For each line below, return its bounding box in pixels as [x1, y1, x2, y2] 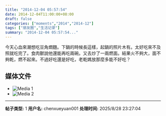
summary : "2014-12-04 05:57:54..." [5, 30, 79, 35]
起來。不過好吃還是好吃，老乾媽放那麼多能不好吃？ [26, 57, 131, 62]
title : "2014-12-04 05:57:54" [5, 7, 68, 12]
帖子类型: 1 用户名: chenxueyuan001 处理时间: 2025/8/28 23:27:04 [5, 105, 141, 111]
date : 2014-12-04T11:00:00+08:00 [5, 12, 74, 17]
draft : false [5, 16, 32, 21]
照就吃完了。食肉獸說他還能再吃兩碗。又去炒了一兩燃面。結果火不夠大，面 [5, 50, 157, 56]
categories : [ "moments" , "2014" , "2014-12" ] [5, 21, 94, 26]
